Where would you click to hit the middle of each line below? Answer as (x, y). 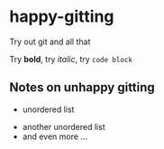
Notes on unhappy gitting (82, 88)
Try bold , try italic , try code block (71, 59)
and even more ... (55, 136)
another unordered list (64, 126)
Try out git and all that (50, 42)
